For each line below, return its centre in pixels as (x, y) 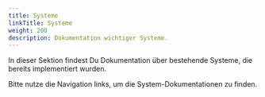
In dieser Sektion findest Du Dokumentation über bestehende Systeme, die (131, 60)
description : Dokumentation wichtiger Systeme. (88, 38)
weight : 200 (28, 30)
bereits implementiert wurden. (58, 69)
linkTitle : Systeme (40, 23)
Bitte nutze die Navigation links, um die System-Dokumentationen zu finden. (133, 84)
